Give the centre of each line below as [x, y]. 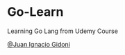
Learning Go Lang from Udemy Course [62, 31]
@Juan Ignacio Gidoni [39, 44]
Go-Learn [35, 12]
